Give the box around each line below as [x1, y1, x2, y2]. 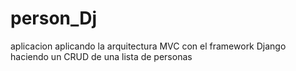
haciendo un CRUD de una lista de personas [10, 50, 193, 62]
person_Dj [10, 7, 98, 30]
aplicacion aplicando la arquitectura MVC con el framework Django [10, 40, 287, 52]
